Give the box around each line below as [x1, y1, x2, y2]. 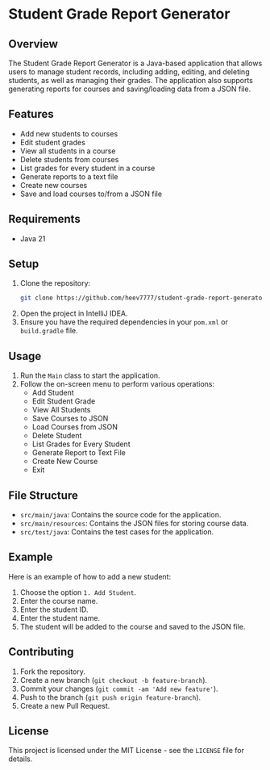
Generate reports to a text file [19, 171, 118, 182]
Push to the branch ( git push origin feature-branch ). [19, 692, 201, 702]
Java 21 [19, 233, 46, 243]
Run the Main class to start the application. [19, 370, 160, 380]
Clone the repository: [19, 278, 91, 288]
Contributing [8, 645, 74, 659]
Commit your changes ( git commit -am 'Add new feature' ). [19, 684, 219, 693]
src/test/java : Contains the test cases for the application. [19, 526, 214, 537]
